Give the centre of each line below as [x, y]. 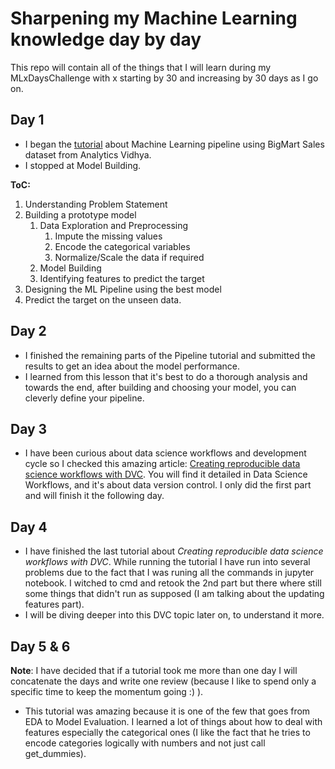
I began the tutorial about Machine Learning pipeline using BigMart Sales [174, 144]
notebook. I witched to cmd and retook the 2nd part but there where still [173, 583]
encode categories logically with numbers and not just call [145, 743]
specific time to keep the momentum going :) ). [107, 691]
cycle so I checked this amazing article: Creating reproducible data [162, 464]
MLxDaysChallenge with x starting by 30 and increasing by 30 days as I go [164, 78]
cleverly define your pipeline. [84, 398]
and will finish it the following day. [94, 496]
